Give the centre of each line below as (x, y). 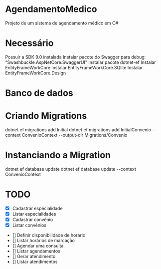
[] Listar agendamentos (36, 251)
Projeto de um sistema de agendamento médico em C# (62, 23)
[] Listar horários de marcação (43, 241)
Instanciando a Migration (58, 155)
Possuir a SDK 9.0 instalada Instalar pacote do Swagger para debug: (76, 57)
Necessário (29, 43)
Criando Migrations (46, 116)
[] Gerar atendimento (34, 257)
